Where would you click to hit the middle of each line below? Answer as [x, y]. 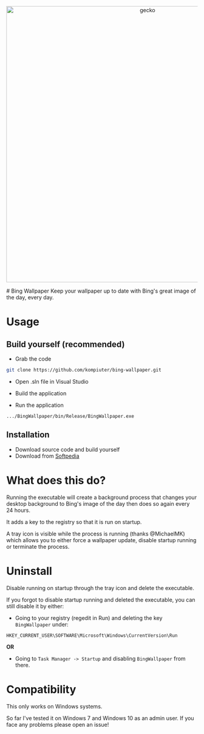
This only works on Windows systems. [54, 706]
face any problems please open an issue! [58, 724]
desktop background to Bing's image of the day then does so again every [98, 503]
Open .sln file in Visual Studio [52, 381]
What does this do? [56, 480]
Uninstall [29, 571]
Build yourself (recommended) [66, 344]
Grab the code [33, 359]
